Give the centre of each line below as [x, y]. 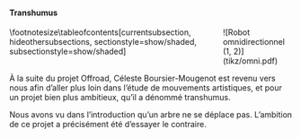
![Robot [237, 32]
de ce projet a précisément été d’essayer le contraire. [108, 125]
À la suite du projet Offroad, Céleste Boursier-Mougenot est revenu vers [142, 78]
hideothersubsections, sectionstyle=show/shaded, [103, 42]
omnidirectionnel [254, 42]
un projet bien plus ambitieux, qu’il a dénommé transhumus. [120, 98]
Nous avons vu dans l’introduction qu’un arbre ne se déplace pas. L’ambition [151, 115]
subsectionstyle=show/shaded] [68, 52]
